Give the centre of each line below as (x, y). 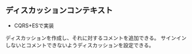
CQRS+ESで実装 (34, 26)
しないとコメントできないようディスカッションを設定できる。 (80, 45)
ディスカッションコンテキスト (59, 10)
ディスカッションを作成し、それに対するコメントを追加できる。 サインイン (96, 38)
